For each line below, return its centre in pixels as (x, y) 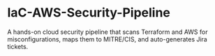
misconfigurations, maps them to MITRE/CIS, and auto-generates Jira (107, 39)
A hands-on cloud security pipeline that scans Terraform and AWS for (107, 32)
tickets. (18, 46)
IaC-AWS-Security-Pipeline (89, 13)
